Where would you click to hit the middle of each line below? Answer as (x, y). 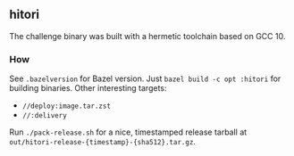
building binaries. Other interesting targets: (88, 88)
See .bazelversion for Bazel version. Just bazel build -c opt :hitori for (145, 78)
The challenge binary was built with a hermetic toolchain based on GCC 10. (147, 36)
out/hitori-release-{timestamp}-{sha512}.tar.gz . (103, 142)
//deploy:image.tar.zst (67, 106)
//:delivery (44, 116)
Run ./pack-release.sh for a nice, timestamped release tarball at (128, 132)
